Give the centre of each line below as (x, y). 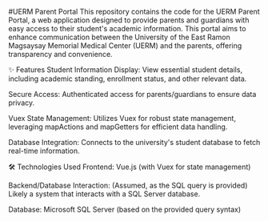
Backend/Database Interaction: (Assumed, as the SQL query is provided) (128, 185)
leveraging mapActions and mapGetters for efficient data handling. (118, 127)
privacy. (22, 103)
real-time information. (44, 151)
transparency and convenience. (61, 54)
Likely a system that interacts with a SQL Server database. (104, 194)
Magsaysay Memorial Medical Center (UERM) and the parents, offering (125, 46)
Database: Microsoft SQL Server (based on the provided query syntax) (125, 209)
